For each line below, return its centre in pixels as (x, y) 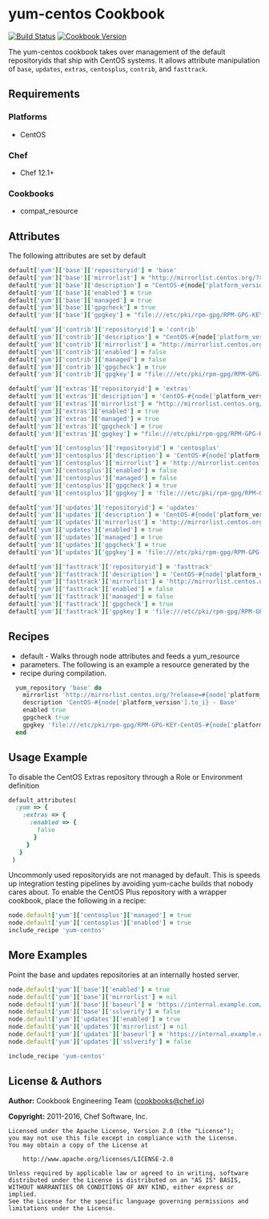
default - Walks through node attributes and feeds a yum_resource (130, 656)
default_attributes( (43, 800)
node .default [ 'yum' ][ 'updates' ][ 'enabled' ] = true (94, 1019)
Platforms (28, 117)
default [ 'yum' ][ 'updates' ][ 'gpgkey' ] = (75, 552)
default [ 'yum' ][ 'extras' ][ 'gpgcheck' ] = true (85, 426)
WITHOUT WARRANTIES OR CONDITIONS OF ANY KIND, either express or (121, 1187)
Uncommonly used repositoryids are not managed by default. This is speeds (134, 875)
